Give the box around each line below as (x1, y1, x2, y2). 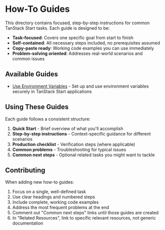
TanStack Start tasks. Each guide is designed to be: (5, 25, 110, 31)
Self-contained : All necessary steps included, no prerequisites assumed (12, 40, 161, 46)
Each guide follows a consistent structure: (5, 116, 90, 122)
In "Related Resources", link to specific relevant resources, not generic (12, 215, 156, 221)
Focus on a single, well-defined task (12, 189, 86, 195)
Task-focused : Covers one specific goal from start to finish (12, 35, 133, 41)
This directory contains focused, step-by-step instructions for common (5, 20, 150, 26)
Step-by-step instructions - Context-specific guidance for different (12, 131, 151, 137)
